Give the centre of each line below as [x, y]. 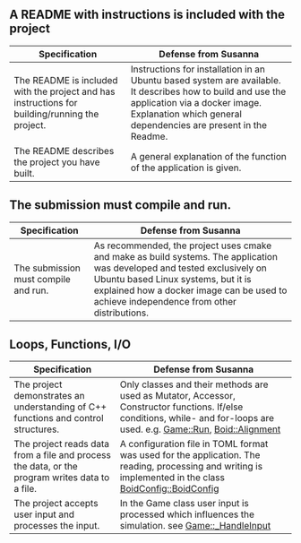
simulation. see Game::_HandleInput [195, 526]
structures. [37, 429]
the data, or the [46, 467]
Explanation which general [186, 114]
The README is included [66, 80]
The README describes [64, 151]
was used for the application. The [190, 455]
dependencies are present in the [198, 125]
